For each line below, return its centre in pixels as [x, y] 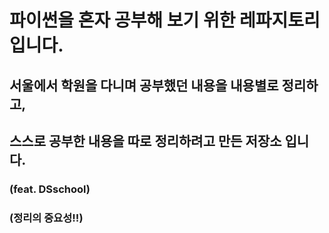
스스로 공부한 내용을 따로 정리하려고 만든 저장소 [145, 141]
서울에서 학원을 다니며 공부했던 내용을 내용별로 [144, 85]
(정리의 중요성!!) [46, 218]
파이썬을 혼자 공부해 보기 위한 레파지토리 [165, 20]
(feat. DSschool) [50, 189]
